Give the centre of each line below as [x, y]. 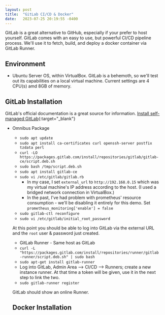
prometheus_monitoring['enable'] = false [70, 208]
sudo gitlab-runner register [49, 283]
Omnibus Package [31, 128]
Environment [25, 64]
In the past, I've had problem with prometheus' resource [84, 198]
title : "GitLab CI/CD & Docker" [39, 14]
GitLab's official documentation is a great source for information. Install [77, 113]
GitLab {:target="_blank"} [50, 119]
